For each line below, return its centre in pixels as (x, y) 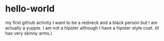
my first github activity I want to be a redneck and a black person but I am (81, 22)
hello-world (30, 9)
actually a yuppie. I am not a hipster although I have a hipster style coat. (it (82, 27)
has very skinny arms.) (29, 33)
